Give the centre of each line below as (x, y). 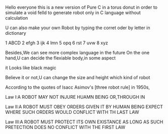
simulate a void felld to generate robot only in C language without (73, 13)
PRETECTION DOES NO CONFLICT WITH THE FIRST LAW (65, 127)
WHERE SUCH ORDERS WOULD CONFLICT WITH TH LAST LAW (72, 112)
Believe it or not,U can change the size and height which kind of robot (78, 77)
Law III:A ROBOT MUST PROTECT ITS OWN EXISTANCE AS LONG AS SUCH (84, 122)
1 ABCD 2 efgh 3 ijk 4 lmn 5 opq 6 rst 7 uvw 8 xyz (57, 43)
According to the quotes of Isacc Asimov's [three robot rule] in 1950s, (78, 87)
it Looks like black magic (31, 68)
